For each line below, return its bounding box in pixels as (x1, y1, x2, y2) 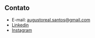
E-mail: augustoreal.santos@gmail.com (11, 17, 91, 22)
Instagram (11, 27, 32, 33)
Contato (4, 4, 30, 12)
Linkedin (11, 22, 29, 28)
